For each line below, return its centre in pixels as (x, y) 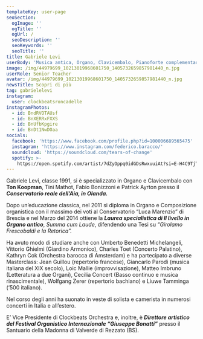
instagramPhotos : (28, 107)
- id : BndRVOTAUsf (35, 113)
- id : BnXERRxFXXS (35, 118)
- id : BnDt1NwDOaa (35, 130)
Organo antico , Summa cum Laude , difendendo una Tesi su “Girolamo (95, 225)
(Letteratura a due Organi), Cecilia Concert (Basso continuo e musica (92, 275)
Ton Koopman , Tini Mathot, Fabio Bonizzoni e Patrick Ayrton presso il (93, 187)
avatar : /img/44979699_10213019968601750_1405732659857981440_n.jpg (94, 79)
